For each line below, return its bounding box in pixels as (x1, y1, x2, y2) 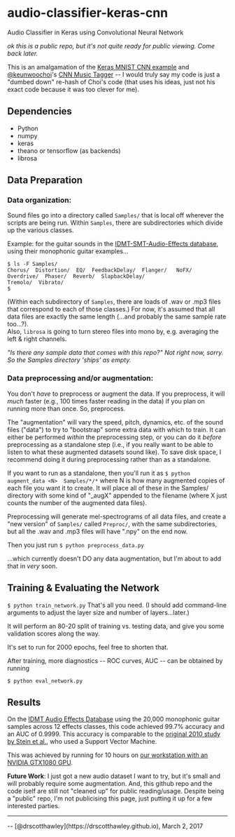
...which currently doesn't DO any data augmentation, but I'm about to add (7, 554, 222, 563)
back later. (7, 49, 38, 58)
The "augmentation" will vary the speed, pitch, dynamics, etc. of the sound (7, 417, 224, 426)
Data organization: (7, 195, 72, 205)
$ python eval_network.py (7, 677, 83, 685)
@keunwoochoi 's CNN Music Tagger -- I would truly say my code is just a (7, 70, 220, 79)
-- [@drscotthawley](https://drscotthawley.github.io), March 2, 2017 (7, 822, 204, 831)
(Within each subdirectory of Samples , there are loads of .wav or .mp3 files (7, 297, 222, 306)
